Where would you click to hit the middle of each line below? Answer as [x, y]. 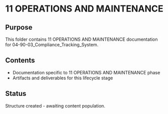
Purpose [19, 27]
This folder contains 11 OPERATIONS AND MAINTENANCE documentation [81, 39]
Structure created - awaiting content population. [55, 105]
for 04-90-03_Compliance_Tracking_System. [52, 45]
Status [16, 94]
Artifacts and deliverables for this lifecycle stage [63, 78]
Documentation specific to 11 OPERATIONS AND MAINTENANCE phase [86, 72]
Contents [20, 61]
